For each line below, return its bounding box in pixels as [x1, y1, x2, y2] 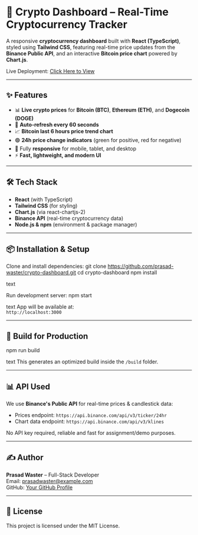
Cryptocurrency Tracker [6, 18, 128, 31]
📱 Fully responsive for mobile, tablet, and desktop [14, 145, 137, 152]
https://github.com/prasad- [107, 262, 174, 270]
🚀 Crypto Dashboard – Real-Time [6, 5, 169, 19]
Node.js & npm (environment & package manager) [14, 221, 137, 228]
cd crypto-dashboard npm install [77, 269, 157, 276]
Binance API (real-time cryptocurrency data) [14, 215, 124, 222]
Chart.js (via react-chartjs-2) [14, 208, 86, 215]
